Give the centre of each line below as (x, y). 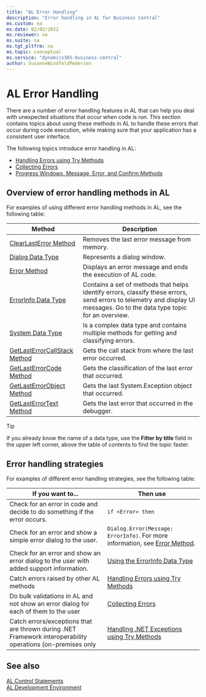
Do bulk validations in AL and (51, 596)
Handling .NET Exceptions (145, 629)
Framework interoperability (48, 637)
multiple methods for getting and (130, 333)
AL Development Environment (44, 687)
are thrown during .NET (43, 629)
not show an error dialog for (50, 604)
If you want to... (55, 494)
